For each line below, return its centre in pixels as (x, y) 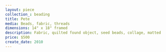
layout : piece (20, 10)
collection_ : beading (28, 14)
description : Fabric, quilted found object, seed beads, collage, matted (83, 33)
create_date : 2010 (24, 42)
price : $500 (17, 38)
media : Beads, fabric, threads (38, 24)
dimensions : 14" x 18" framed (37, 28)
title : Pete (17, 19)
